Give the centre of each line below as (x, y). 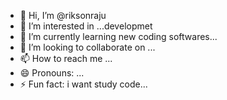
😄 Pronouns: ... (52, 73)
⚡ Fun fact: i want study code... (83, 84)
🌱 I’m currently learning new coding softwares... (118, 36)
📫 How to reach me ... (66, 58)
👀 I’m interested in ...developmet (86, 26)
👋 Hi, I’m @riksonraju (63, 15)
